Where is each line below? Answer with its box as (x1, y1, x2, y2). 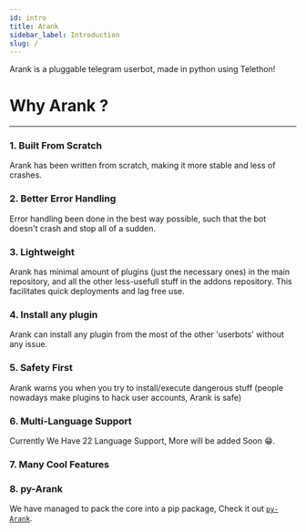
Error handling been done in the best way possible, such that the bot (9, 213, 267, 224)
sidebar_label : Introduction (9, 30, 120, 39)
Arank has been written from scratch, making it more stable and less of (9, 160, 276, 171)
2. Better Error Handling (9, 192, 117, 205)
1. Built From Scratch (9, 139, 103, 152)
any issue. (9, 339, 48, 350)
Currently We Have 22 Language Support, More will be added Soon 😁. (9, 435, 276, 446)
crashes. (9, 169, 43, 180)
